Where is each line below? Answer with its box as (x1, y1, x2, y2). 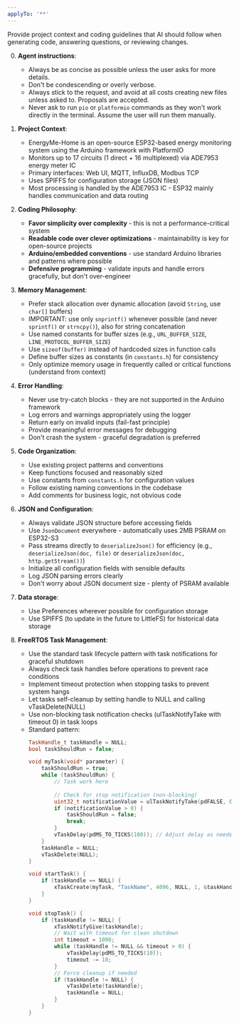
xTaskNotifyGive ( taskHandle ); (53, 923, 144, 930)
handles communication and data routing (28, 191, 149, 199)
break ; (66, 818, 87, 825)
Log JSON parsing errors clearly (28, 571, 124, 580)
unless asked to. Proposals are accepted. (28, 95, 149, 104)
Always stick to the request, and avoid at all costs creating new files (28, 88, 228, 96)
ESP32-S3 (28, 534, 59, 542)
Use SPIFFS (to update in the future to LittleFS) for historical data (28, 614, 219, 623)
